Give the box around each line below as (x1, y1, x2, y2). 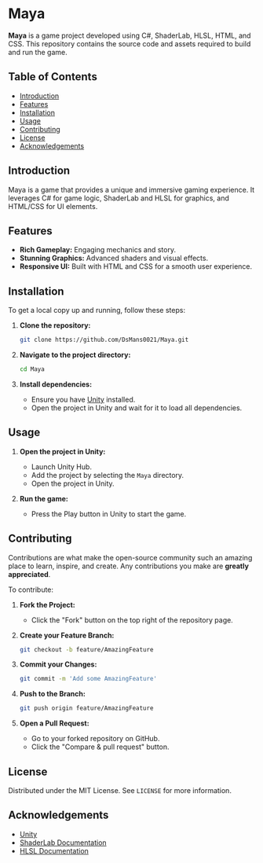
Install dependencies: (19, 379, 93, 389)
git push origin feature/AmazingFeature (19, 704, 154, 712)
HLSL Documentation (19, 846, 89, 855)
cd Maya (19, 365, 45, 373)
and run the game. (8, 47, 68, 57)
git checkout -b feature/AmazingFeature (19, 645, 154, 653)
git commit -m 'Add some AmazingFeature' (19, 675, 158, 683)
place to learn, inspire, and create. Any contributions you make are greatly (8, 561, 250, 571)
